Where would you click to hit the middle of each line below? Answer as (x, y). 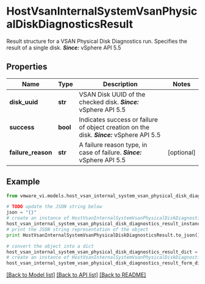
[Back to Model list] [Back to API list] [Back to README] (76, 275)
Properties (27, 67)
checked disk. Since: (109, 102)
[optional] (182, 152)
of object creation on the (114, 127)
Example (23, 182)
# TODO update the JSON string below (54, 207)
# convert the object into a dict (50, 246)
